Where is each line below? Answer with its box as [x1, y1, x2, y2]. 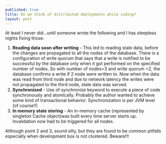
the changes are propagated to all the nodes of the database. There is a [12, 50, 160, 56]
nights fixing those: [5, 35, 45, 41]
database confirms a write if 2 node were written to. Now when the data [12, 71, 160, 77]
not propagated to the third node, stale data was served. [12, 82, 128, 88]
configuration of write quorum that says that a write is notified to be [12, 55, 151, 61]
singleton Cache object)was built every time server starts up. [12, 113, 137, 119]
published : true [5, 7, 39, 12]
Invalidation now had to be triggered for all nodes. [12, 118, 114, 124]
